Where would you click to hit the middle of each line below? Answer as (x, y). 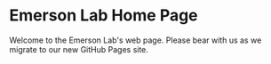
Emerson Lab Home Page (104, 16)
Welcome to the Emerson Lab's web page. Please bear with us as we (135, 40)
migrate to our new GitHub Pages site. (79, 49)
